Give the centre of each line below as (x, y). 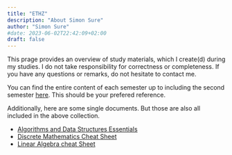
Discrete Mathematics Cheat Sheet (67, 137)
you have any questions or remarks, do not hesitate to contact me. (102, 74)
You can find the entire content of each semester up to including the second (116, 88)
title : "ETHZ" (28, 14)
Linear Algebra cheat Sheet (56, 144)
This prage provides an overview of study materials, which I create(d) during (116, 59)
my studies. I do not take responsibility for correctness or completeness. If (113, 67)
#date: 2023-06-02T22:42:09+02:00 (57, 33)
